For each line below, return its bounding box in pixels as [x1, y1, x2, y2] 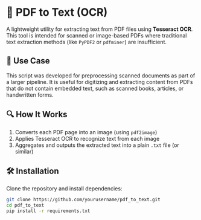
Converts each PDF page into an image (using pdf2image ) [14, 128, 158, 135]
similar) [14, 147, 34, 155]
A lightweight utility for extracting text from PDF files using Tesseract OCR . [6, 25, 193, 33]
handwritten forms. [6, 91, 54, 99]
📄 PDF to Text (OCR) [6, 5, 108, 19]
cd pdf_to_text [6, 202, 45, 209]
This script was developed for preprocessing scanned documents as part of [6, 72, 196, 79]
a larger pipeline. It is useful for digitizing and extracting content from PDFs [6, 78, 193, 85]
